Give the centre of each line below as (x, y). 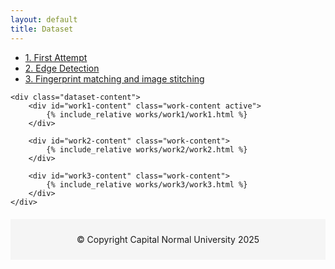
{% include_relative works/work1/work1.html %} (147, 114)
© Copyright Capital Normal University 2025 (168, 239)
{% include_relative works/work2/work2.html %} (147, 149)
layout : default (44, 19)
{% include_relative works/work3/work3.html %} (147, 184)
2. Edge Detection (62, 68)
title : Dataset (42, 29)
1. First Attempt (56, 57)
